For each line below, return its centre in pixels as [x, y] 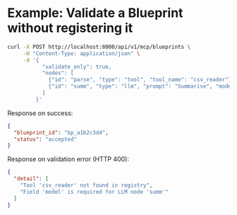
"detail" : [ [31, 179]
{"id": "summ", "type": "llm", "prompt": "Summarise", [130, 86]
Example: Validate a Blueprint [95, 13]
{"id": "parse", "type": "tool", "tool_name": [118, 80]
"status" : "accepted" [45, 139]
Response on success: [40, 113]
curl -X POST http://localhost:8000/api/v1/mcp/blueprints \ [99, 47]
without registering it [70, 28]
